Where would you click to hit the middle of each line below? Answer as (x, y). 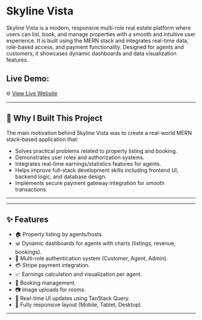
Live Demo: (28, 79)
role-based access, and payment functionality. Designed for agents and (95, 47)
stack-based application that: (42, 139)
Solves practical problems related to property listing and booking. (96, 151)
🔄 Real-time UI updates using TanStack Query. (72, 298)
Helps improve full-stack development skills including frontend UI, (96, 170)
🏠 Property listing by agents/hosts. (59, 234)
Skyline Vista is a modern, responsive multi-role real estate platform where (99, 28)
